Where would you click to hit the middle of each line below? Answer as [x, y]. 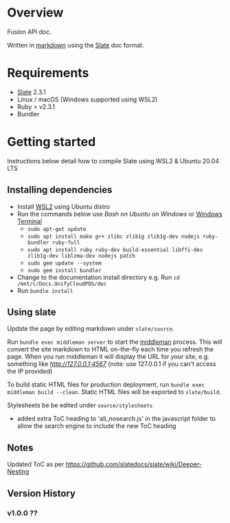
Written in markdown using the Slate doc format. [76, 45]
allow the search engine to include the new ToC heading [96, 426]
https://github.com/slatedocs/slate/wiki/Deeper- [134, 464]
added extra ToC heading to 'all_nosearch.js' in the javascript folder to [116, 419]
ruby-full [66, 243]
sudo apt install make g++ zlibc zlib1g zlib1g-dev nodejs [114, 236]
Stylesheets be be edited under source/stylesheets [80, 405]
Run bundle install [45, 290]
